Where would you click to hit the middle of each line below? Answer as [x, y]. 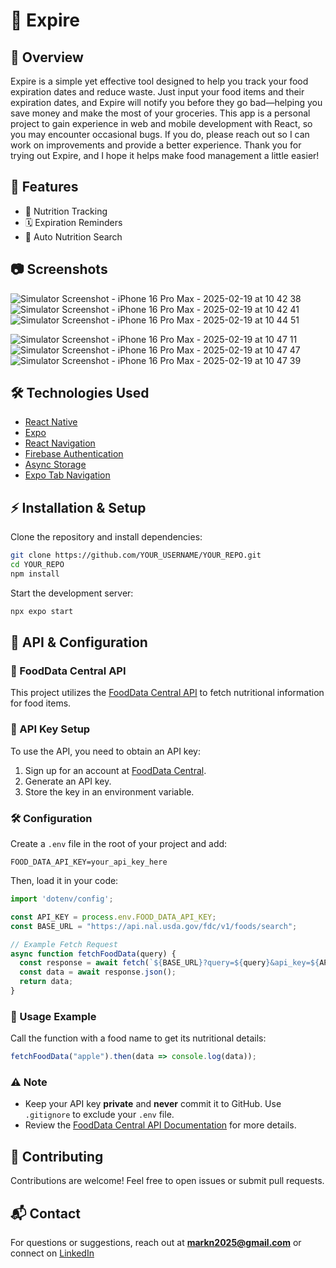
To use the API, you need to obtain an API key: [106, 751]
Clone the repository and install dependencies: [106, 537]
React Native [51, 422]
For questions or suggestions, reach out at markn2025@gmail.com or [156, 1242]
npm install [35, 574]
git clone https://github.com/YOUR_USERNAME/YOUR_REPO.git [136, 555]
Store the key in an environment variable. [109, 791]
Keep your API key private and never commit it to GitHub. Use [153, 1104]
